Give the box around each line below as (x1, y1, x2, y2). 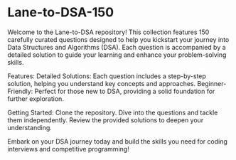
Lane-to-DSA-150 (7, 4, 114, 21)
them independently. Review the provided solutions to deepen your (7, 115, 204, 124)
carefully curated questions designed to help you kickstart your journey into (7, 35, 230, 43)
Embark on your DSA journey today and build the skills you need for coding (7, 137, 227, 146)
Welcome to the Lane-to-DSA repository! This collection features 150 (7, 28, 210, 36)
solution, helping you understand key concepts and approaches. (7, 79, 196, 87)
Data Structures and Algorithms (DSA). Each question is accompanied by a (7, 43, 226, 51)
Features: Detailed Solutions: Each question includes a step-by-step (7, 72, 206, 80)
